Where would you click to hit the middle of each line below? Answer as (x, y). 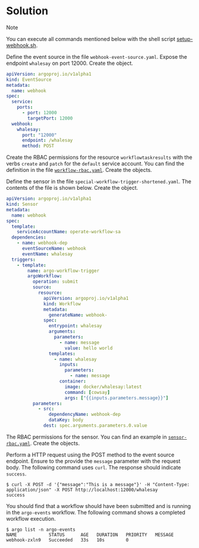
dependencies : (29, 237)
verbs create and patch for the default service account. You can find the (95, 164)
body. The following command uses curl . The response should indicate (94, 467)
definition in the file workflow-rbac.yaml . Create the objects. (79, 170)
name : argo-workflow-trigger (64, 271)
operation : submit (55, 282)
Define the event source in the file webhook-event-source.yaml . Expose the (97, 57)
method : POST (38, 146)
